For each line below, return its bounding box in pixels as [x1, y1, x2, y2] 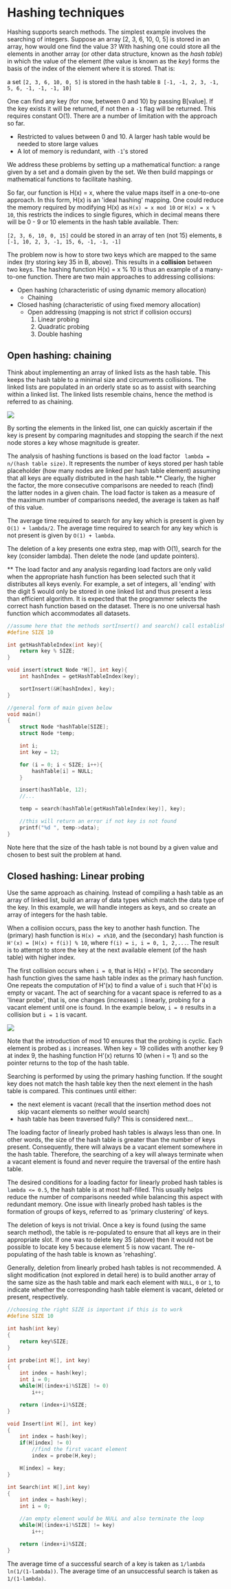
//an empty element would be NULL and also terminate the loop [19, 1515, 205, 1522]
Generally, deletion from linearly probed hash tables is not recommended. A [7, 1263, 222, 1272]
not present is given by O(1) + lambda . [7, 531, 115, 539]
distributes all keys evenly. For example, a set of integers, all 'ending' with [7, 579, 216, 588]
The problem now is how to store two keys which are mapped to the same [7, 250, 217, 259]
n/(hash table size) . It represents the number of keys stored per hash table [7, 459, 223, 467]
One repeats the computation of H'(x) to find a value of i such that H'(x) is [7, 981, 218, 990]
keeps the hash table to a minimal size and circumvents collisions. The [7, 375, 206, 383]
